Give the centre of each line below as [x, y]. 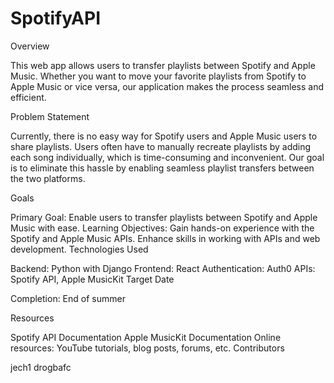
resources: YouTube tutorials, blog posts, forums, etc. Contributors [147, 348]
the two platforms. [48, 178]
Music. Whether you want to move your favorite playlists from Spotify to [158, 76]
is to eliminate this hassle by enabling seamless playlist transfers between [162, 168]
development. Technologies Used [79, 249]
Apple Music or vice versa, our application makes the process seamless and [167, 86]
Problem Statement [50, 116]
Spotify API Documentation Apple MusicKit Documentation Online [146, 337]
